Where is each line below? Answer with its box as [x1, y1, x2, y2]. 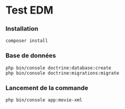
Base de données [5, 51, 57, 60]
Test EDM [5, 4, 54, 17]
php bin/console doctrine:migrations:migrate [5, 70, 119, 76]
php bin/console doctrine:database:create [5, 65, 111, 71]
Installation [5, 25, 39, 33]
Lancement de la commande [5, 84, 89, 92]
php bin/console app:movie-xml [5, 97, 83, 103]
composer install [5, 38, 48, 44]
